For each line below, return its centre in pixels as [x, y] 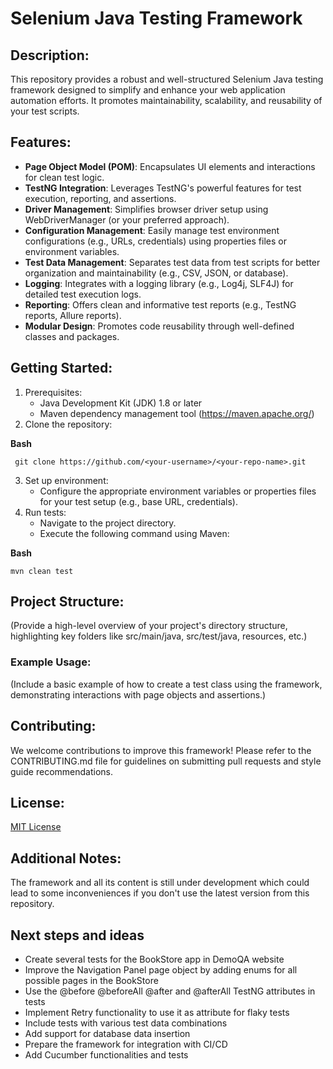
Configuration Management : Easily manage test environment [152, 230]
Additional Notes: [66, 858]
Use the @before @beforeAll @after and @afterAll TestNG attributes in [170, 991]
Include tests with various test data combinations [126, 1023]
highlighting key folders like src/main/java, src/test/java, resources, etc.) [159, 636]
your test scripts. [45, 111]
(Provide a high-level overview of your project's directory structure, [149, 626]
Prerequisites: [53, 392]
